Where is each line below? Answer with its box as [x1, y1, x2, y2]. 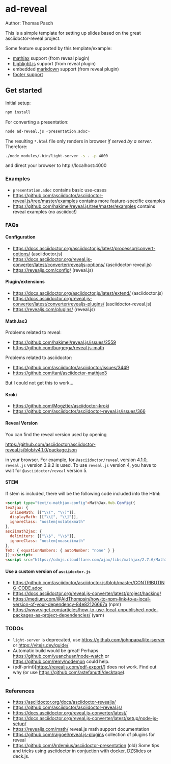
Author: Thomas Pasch [5, 20, 53, 26]
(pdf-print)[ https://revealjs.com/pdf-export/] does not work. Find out [12, 663, 157, 670]
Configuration [5, 234, 36, 240]
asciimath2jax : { [5, 529, 42, 534]
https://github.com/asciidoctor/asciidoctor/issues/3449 [12, 365, 129, 371]
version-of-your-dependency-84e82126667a [12, 601, 108, 608]
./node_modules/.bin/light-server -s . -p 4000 [5, 153, 108, 158]
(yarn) [91, 612, 104, 618]
